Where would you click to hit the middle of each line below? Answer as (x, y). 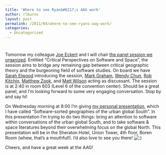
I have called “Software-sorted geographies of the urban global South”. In (80, 111)
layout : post (19, 19)
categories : (17, 28)
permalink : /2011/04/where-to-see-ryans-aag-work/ (58, 24)
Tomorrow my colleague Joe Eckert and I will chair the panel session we (79, 54)
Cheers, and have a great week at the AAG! (49, 148)
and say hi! (16, 97)
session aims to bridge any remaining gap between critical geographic (77, 65)
